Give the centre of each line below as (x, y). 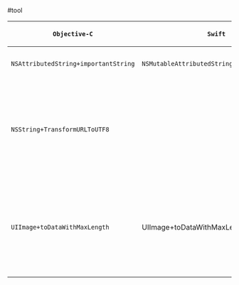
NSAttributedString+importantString (73, 64)
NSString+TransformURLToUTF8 (60, 130)
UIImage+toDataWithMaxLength (60, 227)
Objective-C (73, 34)
